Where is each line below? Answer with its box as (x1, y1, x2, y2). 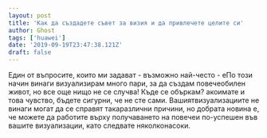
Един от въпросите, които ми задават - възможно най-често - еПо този (8, 71, 253, 79)
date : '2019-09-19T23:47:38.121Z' (8, 41, 124, 49)
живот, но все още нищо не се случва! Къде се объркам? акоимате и (8, 87, 245, 96)
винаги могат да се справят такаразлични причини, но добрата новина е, (8, 104, 260, 113)
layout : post (8, 11, 52, 20)
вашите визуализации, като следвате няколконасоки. (8, 121, 191, 130)
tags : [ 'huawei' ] (8, 33, 66, 42)
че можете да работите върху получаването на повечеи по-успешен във (8, 113, 258, 121)
